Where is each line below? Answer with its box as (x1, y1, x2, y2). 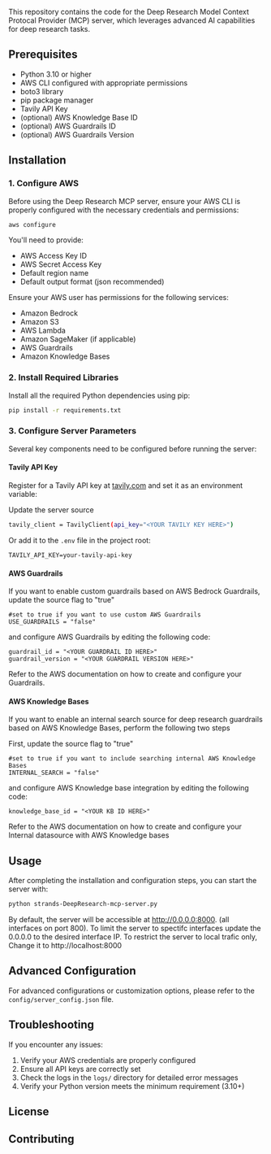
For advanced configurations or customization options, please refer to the (8, 986, 256, 995)
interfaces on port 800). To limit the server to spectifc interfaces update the (8, 923, 261, 934)
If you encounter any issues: (8, 1039, 104, 1049)
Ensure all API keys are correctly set (19, 1064, 141, 1073)
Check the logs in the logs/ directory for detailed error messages (19, 1073, 239, 1082)
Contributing (8, 1132, 75, 1146)
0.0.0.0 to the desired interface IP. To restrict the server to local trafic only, (8, 932, 258, 942)
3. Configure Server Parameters (8, 425, 136, 437)
